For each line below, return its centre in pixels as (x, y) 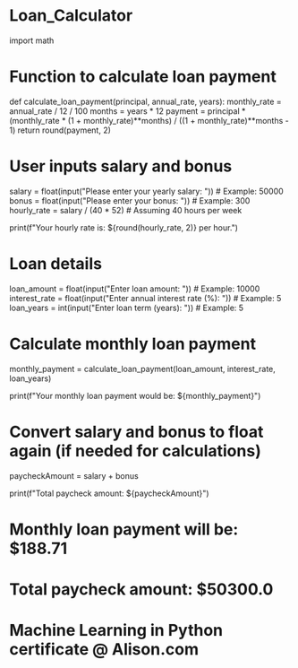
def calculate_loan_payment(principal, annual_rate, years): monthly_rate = (145, 101)
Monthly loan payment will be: (124, 529)
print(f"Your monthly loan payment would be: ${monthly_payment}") (135, 395)
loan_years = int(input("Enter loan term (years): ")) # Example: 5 (127, 308)
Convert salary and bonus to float (136, 432)
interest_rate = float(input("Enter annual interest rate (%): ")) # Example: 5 (145, 298)
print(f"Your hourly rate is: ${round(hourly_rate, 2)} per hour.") (124, 227)
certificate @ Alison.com (104, 650)
